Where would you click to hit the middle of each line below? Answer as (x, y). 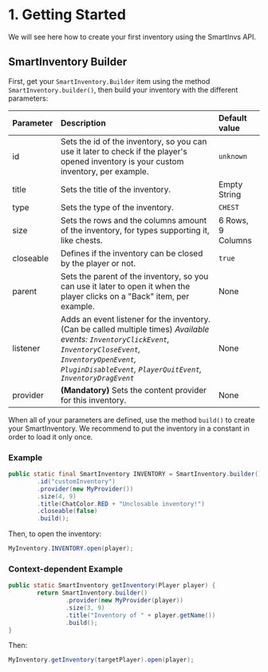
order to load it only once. (51, 436)
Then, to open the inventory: (55, 534)
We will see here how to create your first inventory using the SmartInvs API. (132, 37)
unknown (233, 156)
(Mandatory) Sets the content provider (134, 390)
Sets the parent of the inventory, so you (134, 276)
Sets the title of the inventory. (116, 189)
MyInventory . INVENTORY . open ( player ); (71, 549)
